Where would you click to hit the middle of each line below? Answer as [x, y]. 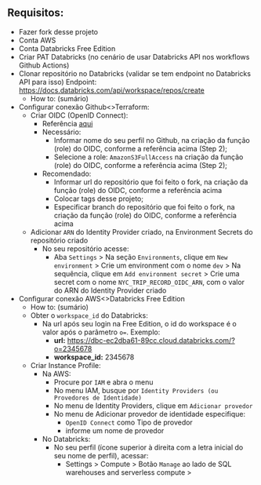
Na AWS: [56, 374]
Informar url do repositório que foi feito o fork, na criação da [151, 182]
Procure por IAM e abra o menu [103, 382]
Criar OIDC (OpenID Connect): [79, 115]
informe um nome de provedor [115, 430]
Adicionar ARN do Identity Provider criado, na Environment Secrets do [141, 232]
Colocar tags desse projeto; [99, 199]
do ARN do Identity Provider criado [110, 290]
